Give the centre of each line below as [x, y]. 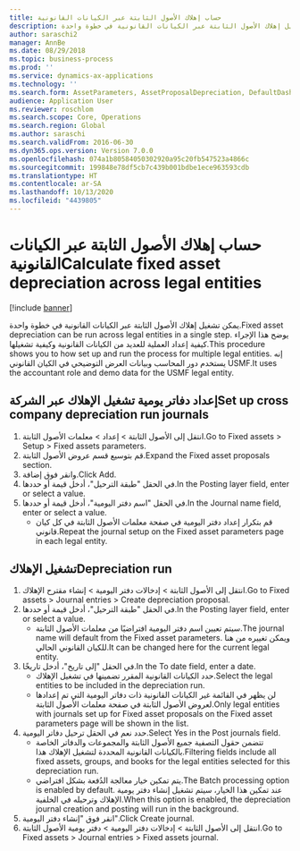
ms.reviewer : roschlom [51, 109]
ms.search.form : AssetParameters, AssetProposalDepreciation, [127, 92]
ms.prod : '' [31, 68]
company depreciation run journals [109, 415]
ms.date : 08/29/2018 [48, 51]
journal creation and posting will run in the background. [137, 809]
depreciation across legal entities [135, 283]
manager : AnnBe [37, 43]
